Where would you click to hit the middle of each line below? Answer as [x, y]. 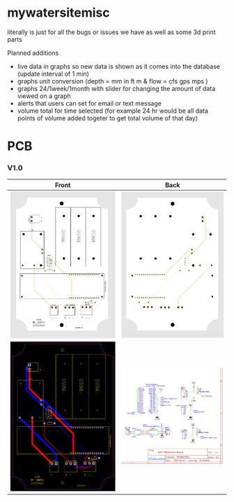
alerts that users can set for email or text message [89, 103]
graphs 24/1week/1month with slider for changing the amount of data [116, 88]
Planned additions [33, 53]
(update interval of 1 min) [53, 74]
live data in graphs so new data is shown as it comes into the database [119, 66]
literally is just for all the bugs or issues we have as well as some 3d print [111, 32]
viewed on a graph [44, 96]
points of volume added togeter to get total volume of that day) [108, 118]
